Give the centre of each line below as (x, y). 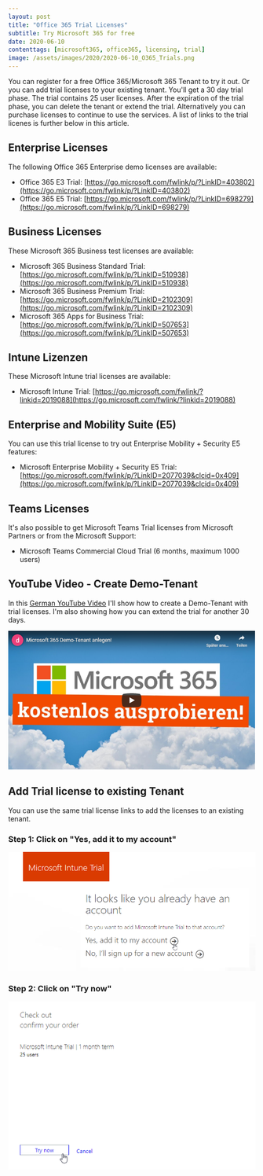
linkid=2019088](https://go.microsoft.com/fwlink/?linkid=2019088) (128, 400)
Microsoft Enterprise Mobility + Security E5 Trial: (98, 467)
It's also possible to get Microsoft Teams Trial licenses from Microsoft (121, 527)
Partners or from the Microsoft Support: (72, 536)
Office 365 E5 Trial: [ (53, 198)
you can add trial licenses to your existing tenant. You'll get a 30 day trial (126, 90)
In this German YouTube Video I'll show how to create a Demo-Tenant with (128, 603)
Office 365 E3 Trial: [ (53, 182)
